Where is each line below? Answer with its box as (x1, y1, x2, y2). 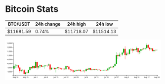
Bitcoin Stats (5, 3, 59, 15)
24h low (95, 21, 113, 27)
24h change (35, 21, 61, 27)
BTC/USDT (8, 21, 31, 27)
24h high (67, 21, 86, 27)
